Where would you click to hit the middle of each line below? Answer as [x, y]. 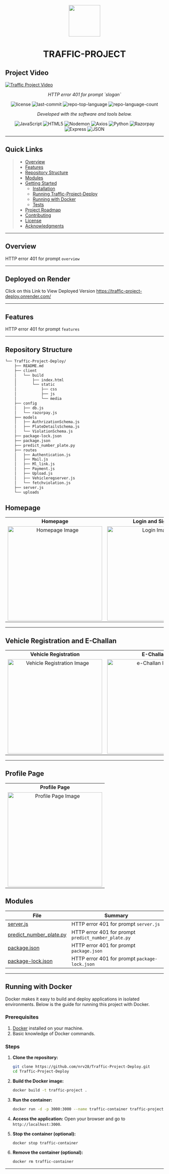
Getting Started [41, 183]
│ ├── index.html [39, 380]
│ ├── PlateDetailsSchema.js [47, 427]
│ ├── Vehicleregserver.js [45, 478]
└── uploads [27, 492]
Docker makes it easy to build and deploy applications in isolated [72, 999]
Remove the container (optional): [48, 1152]
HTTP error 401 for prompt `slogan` [84, 95]
